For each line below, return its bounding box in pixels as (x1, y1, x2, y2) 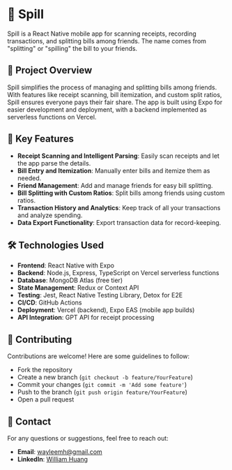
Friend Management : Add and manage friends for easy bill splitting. (17, 181, 213, 189)
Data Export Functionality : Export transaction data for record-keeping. (17, 218, 222, 226)
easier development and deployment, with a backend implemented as (7, 105, 207, 114)
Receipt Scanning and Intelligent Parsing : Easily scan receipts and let (17, 152, 219, 160)
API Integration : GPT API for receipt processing (17, 314, 155, 322)
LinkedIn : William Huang (17, 455, 88, 463)
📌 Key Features (7, 133, 75, 145)
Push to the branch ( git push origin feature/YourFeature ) (17, 388, 188, 397)
